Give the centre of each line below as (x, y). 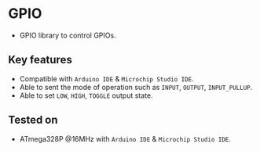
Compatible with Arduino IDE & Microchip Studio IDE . (106, 78)
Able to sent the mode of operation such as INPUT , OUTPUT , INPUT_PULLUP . (136, 87)
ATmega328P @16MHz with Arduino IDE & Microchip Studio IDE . (125, 138)
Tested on (33, 120)
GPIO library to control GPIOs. (68, 35)
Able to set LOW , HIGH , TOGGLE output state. (86, 95)
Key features (40, 60)
